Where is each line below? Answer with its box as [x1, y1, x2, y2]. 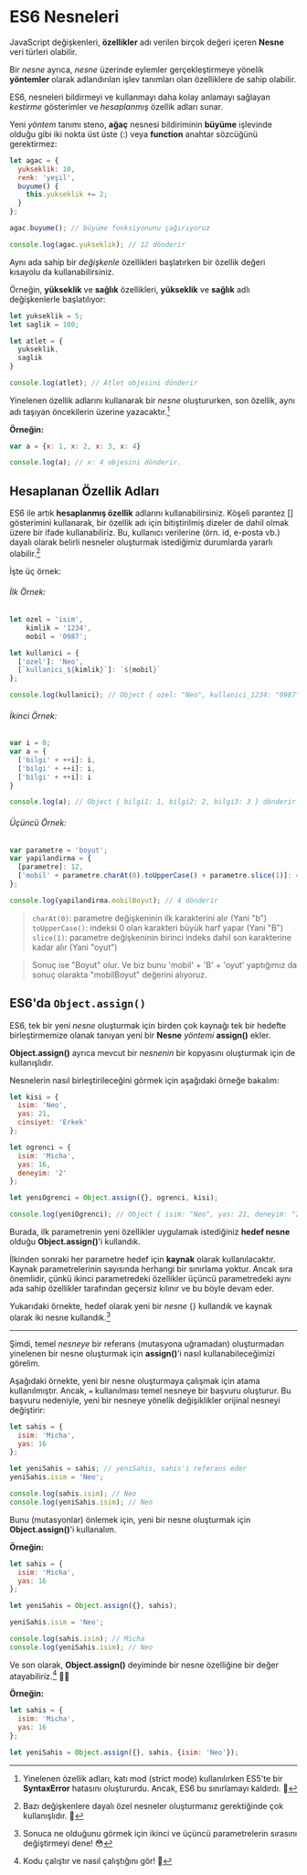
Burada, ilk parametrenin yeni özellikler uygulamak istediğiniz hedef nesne [9, 1227, 291, 1238]
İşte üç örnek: [9, 565, 61, 577]
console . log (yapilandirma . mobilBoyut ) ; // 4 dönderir [9, 896, 219, 905]
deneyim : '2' [17, 1168, 68, 1177]
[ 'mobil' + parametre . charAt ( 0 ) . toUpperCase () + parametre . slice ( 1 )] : [17, 871, 292, 880]
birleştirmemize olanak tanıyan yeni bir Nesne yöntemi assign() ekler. [9, 1029, 271, 1040]
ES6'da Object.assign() [9, 996, 146, 1011]
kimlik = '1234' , [26, 623, 92, 633]
